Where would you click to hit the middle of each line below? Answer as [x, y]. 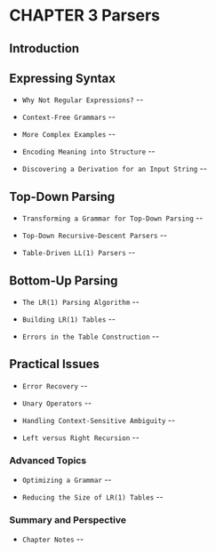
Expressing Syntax [62, 78]
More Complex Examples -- [68, 134]
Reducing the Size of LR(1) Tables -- [92, 497]
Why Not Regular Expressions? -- [83, 100]
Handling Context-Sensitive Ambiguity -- [99, 420]
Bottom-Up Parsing [64, 281]
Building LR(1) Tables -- [68, 319]
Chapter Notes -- [53, 540]
